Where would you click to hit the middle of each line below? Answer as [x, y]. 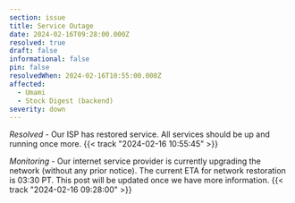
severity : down [38, 109]
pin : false [29, 68]
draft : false [34, 51]
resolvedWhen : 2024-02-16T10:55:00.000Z [86, 76]
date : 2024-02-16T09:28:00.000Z [69, 34]
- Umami [32, 92]
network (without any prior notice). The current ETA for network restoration [147, 171]
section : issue [38, 17]
